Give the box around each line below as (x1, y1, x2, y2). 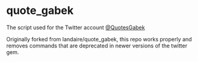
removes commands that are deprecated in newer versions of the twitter (6, 42, 188, 49)
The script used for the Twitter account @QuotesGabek (6, 24, 145, 31)
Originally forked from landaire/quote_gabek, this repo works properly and (6, 35, 193, 43)
